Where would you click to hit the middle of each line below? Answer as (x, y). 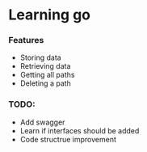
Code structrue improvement (68, 139)
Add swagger (42, 122)
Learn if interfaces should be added (80, 130)
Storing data (41, 57)
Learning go (50, 15)
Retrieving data (45, 66)
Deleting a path (45, 83)
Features (26, 40)
